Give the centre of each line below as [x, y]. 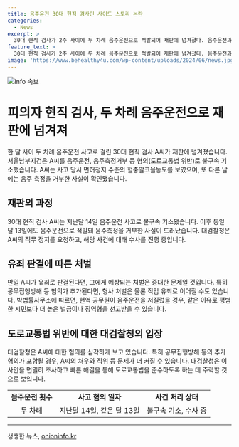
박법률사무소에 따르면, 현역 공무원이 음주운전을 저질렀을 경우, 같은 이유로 [117, 300]
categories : [25, 21]
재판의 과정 [30, 203]
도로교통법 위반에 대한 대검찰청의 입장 [85, 333]
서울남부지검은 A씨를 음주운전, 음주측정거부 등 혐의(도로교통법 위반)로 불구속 [113, 160]
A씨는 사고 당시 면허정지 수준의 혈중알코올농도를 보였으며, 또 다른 [130, 169]
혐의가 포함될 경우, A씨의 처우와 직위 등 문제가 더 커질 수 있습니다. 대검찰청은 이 [117, 361]
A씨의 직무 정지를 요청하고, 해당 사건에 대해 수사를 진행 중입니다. [97, 239]
